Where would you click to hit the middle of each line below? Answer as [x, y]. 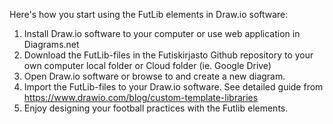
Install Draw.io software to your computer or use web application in [162, 33]
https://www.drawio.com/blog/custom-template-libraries [141, 97]
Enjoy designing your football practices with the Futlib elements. [156, 108]
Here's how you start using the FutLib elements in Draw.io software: [149, 14]
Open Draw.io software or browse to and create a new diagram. [154, 76]
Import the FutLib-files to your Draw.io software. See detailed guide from [173, 87]
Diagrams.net [51, 44]
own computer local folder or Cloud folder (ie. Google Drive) [147, 65]
